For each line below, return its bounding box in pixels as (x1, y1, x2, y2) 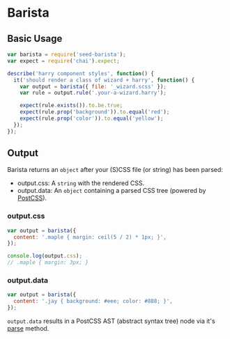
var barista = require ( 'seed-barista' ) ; (7, 51, 127, 58)
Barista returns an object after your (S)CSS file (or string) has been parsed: (7, 166, 223, 174)
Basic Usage (7, 33, 63, 45)
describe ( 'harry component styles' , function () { (7, 70, 155, 77)
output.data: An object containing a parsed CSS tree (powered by (17, 187, 206, 195)
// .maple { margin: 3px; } (7, 259, 89, 266)
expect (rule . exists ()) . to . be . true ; (20, 102, 123, 109)
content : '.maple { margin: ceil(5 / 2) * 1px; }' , (13, 233, 167, 241)
